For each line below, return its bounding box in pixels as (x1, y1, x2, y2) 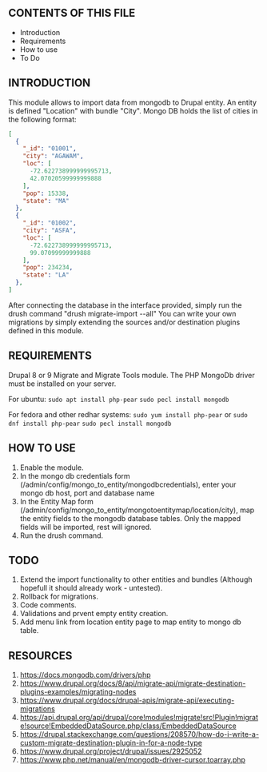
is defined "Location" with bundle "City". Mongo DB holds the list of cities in (8, 105, 258, 115)
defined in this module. (8, 325, 84, 335)
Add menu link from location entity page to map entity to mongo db (19, 617, 241, 627)
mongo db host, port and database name (19, 487, 155, 498)
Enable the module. (19, 463, 84, 472)
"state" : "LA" (22, 271, 70, 279)
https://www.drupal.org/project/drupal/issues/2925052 (19, 746, 202, 756)
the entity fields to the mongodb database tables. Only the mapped (19, 513, 241, 523)
